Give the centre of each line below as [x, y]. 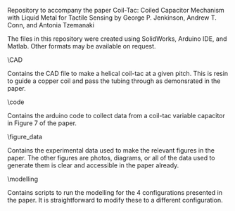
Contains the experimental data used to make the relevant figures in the [111, 150]
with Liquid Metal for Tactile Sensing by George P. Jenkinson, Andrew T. [112, 18]
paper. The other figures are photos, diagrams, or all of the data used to [111, 158]
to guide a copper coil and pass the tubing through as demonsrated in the [114, 81]
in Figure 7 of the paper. [42, 123]
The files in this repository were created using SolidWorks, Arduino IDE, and [117, 39]
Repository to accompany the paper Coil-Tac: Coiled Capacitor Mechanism [116, 10]
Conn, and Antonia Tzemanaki [51, 25]
